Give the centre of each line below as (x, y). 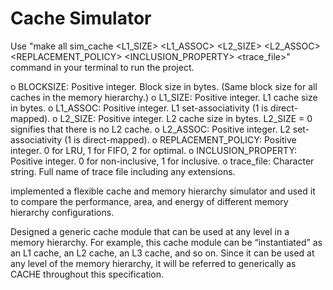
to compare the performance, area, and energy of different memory (149, 201)
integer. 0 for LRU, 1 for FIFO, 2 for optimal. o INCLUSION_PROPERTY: (154, 150)
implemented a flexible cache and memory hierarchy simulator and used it (163, 191)
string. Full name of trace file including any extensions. (123, 171)
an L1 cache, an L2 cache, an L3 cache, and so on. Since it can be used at (162, 253)
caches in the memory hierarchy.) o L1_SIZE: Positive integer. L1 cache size (164, 97)
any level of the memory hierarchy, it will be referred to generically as (153, 263)
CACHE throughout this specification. (87, 274)
